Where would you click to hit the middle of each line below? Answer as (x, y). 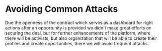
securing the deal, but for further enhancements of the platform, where (78, 33)
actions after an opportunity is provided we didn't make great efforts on (78, 27)
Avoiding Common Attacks (62, 9)
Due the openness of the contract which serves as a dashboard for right (79, 23)
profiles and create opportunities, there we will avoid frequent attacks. (77, 43)
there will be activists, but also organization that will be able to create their (81, 38)
